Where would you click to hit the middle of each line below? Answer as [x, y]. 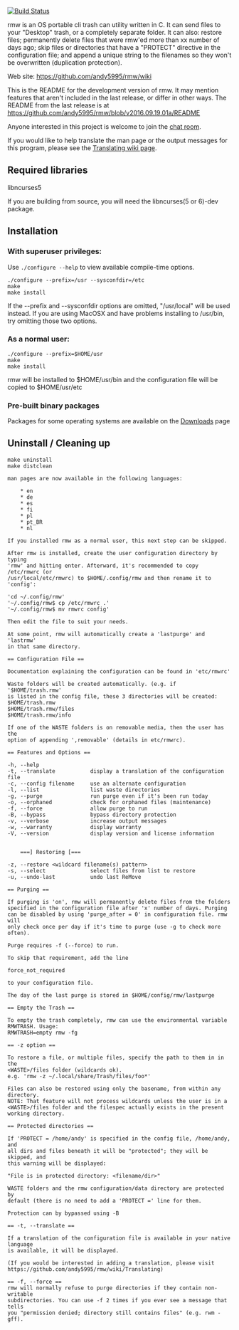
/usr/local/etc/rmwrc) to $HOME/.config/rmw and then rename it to [110, 578]
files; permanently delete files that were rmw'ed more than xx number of [113, 40]
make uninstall [30, 460]
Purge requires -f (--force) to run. [63, 945]
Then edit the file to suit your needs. [68, 622]
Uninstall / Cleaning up [59, 444]
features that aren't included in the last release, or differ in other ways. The [117, 97]
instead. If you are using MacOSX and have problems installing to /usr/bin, [116, 313]
